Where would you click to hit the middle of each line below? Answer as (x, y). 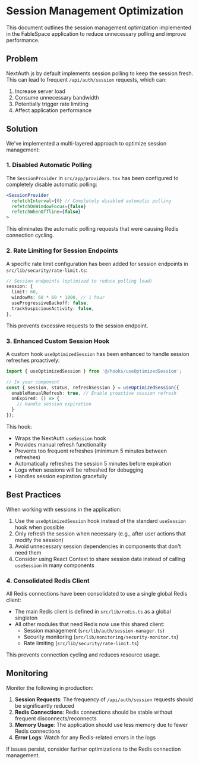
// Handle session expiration (54, 404)
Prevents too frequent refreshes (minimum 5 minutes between (91, 451)
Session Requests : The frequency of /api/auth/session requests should (104, 699)
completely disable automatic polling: (52, 184)
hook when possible (39, 527)
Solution (22, 129)
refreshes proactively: (33, 360)
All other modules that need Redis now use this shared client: (90, 624)
